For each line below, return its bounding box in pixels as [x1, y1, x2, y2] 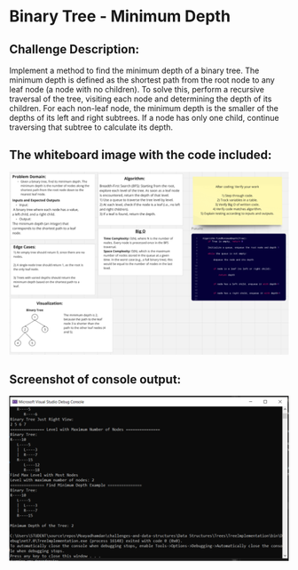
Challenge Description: [9, 42, 140, 57]
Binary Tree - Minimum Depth [9, 6, 231, 27]
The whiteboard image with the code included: [9, 148, 272, 163]
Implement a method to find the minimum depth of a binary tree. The [9, 65, 260, 76]
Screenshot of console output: [9, 372, 182, 387]
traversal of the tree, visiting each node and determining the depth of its [9, 93, 272, 104]
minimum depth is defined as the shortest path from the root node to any [9, 75, 275, 85]
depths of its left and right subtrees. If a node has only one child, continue [9, 113, 279, 123]
